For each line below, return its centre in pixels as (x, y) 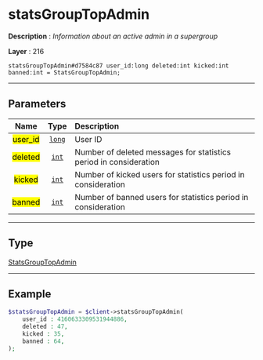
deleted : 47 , (45, 327)
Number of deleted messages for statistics (152, 152)
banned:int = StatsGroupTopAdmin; (65, 72)
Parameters (37, 104)
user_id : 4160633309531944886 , (75, 319)
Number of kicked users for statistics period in (159, 174)
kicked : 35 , (43, 334)
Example (30, 294)
